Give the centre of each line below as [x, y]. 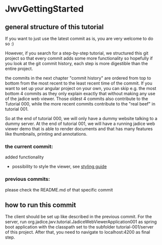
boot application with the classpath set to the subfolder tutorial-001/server [79, 227]
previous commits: [27, 179]
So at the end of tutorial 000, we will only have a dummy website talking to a [81, 118]
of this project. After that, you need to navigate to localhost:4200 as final [78, 232]
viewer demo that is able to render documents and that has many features [79, 129]
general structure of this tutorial [54, 27]
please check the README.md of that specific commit [59, 190]
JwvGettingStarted [44, 9]
